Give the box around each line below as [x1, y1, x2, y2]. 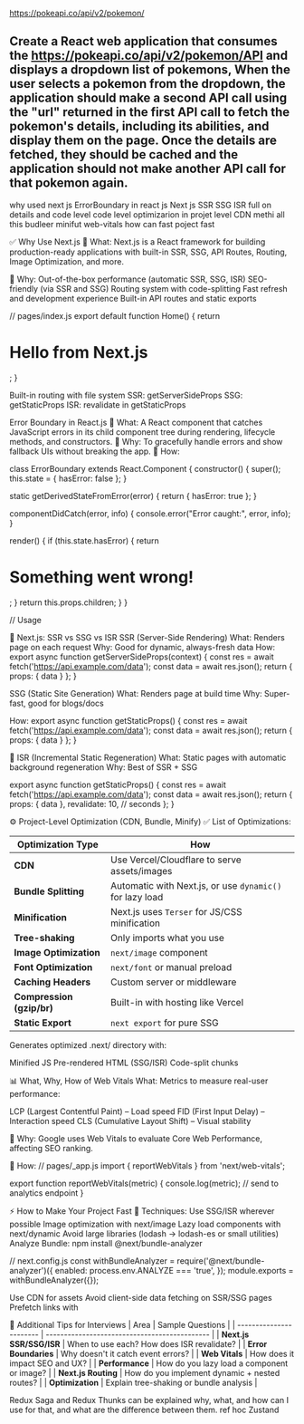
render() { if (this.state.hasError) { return [9, 534, 160, 546]
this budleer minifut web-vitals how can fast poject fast [9, 218, 215, 229]
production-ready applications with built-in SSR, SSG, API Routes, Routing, [9, 246, 288, 257]
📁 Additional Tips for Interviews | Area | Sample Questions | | [9, 1319, 235, 1330]
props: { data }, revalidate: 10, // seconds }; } [9, 798, 175, 809]
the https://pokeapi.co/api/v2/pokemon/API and [9, 48, 288, 63]
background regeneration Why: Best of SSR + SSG [9, 761, 198, 773]
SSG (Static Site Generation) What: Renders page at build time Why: [9, 688, 262, 698]
